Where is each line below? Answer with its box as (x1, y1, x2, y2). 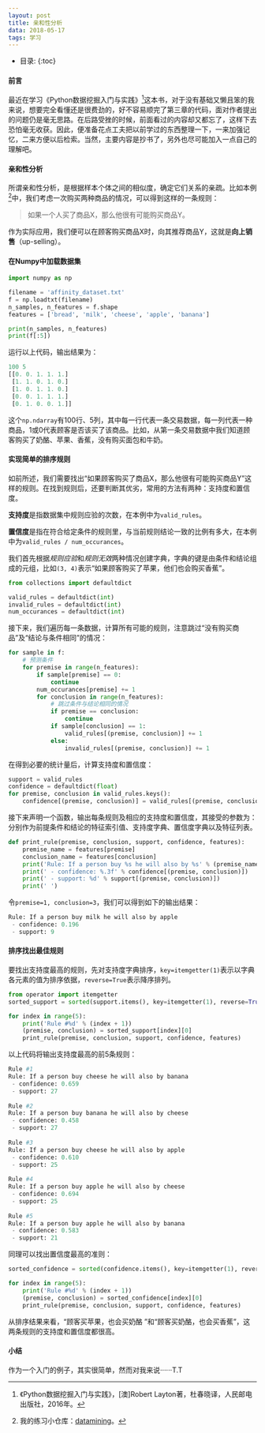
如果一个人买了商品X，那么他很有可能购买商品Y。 (27, 210, 189, 219)
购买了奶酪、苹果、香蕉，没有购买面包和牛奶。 (14, 435, 167, 445)
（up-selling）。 (15, 236, 65, 246)
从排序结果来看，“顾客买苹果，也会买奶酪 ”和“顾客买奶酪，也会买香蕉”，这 (8, 1316, 251, 1326)
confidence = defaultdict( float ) (8, 782, 118, 790)
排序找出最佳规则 (8, 946, 64, 955)
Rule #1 (8, 1065, 34, 1074)
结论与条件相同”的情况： (28, 633, 108, 643)
